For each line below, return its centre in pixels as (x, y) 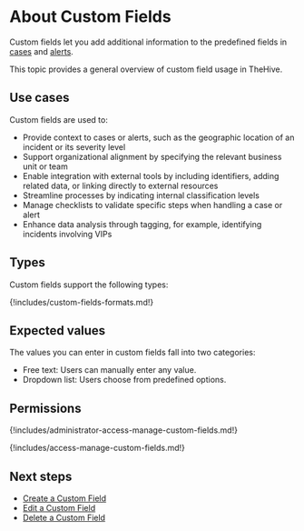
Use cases (39, 98)
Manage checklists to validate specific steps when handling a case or (152, 205)
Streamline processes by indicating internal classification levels (141, 195)
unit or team (45, 166)
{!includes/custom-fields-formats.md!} (82, 302)
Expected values (58, 331)
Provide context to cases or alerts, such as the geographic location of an (158, 137)
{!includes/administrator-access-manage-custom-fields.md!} (124, 430)
